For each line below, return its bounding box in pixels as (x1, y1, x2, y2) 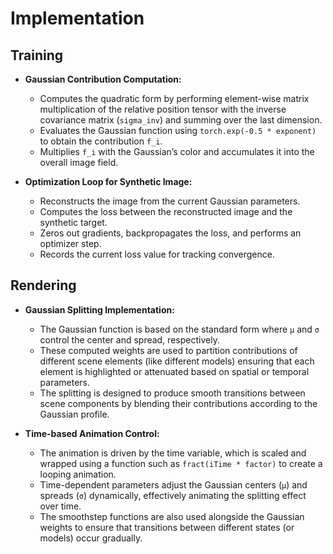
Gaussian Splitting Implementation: (24, 303, 175, 316)
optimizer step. (39, 238, 102, 249)
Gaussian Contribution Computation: (24, 73, 182, 85)
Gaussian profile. (39, 408, 110, 420)
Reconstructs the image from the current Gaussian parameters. (39, 195, 301, 207)
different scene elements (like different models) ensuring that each (39, 355, 315, 367)
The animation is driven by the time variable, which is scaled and (39, 447, 307, 459)
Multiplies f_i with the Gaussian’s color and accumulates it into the (39, 146, 315, 157)
